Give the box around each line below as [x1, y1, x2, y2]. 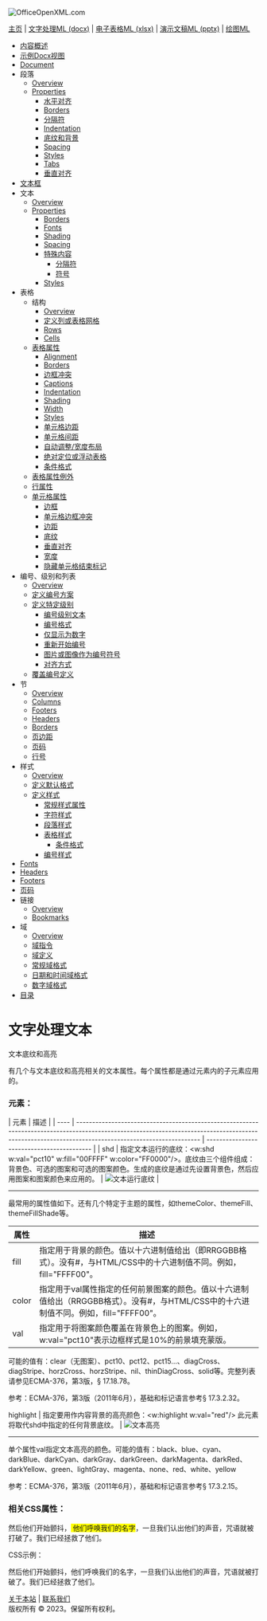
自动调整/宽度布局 [43, 442, 103, 451]
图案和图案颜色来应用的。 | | [14, 1174, 160, 1183]
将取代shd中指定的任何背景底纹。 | [8, 1420, 122, 1430]
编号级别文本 [43, 610, 86, 619]
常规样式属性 [43, 800, 86, 809]
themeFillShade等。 [8, 1208, 73, 1219]
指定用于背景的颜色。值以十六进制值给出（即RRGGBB [39, 1245, 239, 1256]
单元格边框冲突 [43, 512, 93, 521]
